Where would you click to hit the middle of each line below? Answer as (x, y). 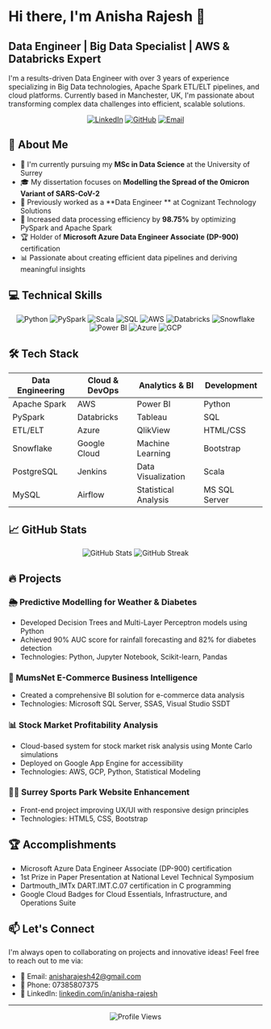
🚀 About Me (38, 145)
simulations (39, 754)
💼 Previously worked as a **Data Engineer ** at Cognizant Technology (138, 202)
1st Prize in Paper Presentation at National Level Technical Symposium (137, 877)
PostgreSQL (35, 472)
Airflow (91, 495)
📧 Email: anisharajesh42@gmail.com (80, 977)
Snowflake (32, 448)
